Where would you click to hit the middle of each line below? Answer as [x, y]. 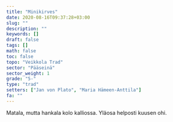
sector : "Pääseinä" [31, 68]
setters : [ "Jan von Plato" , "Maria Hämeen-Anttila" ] [74, 90]
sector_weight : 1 [28, 73]
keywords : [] [23, 34]
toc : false [20, 56]
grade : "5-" [21, 79]
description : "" [27, 29]
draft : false [23, 40]
